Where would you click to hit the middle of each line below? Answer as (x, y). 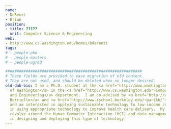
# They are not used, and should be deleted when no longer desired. (81, 81)
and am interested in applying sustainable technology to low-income (85, 105)
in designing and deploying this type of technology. (68, 119)
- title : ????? (21, 29)
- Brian (13, 19)
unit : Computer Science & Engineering (51, 34)
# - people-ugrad (24, 62)
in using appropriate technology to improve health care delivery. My (88, 109)
